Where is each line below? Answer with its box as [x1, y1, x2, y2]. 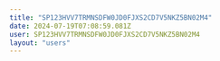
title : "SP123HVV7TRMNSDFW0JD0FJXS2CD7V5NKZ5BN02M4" [9, 13, 213, 22]
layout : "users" [9, 38, 71, 48]
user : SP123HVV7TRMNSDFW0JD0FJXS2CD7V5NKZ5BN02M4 [9, 30, 201, 39]
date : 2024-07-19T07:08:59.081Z [9, 22, 131, 30]
